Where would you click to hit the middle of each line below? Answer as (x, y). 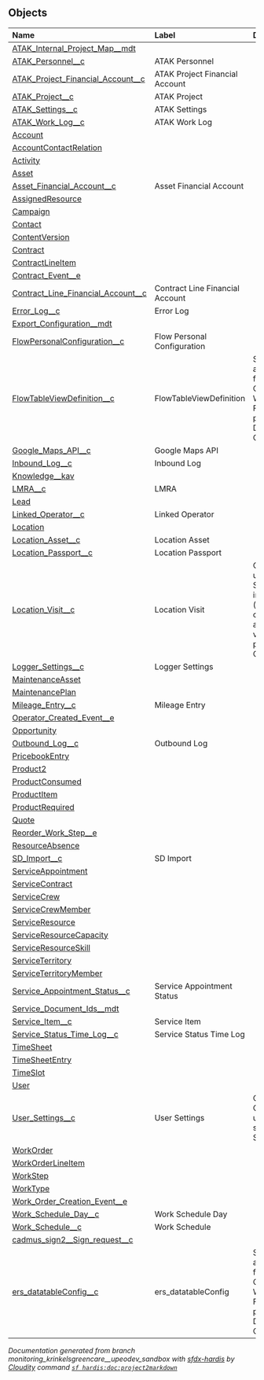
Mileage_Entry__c (44, 705)
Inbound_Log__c (42, 463)
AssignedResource (47, 198)
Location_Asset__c (46, 539)
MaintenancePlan (44, 692)
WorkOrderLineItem (48, 1163)
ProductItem (35, 794)
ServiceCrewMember (51, 909)
